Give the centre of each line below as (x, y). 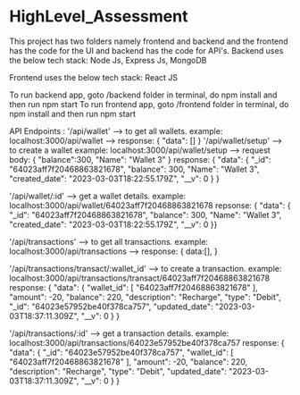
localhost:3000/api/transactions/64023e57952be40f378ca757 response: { (147, 342)
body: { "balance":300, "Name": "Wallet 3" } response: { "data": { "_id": (140, 159)
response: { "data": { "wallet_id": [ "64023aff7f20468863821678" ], (133, 287)
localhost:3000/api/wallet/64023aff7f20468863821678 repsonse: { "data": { (150, 205)
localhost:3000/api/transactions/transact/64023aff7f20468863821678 (140, 278)
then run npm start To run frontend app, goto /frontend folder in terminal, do (149, 104)
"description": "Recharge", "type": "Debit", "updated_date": (118, 371)
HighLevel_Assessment (99, 17)
